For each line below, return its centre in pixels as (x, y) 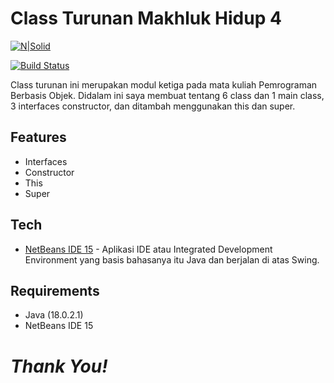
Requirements (55, 290)
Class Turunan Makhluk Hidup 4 (146, 18)
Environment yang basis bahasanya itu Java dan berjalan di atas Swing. (172, 259)
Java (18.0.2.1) (54, 315)
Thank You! (59, 366)
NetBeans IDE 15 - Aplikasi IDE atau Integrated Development (148, 249)
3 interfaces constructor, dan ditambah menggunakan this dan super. (153, 106)
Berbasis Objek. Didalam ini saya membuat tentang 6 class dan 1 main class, (167, 95)
